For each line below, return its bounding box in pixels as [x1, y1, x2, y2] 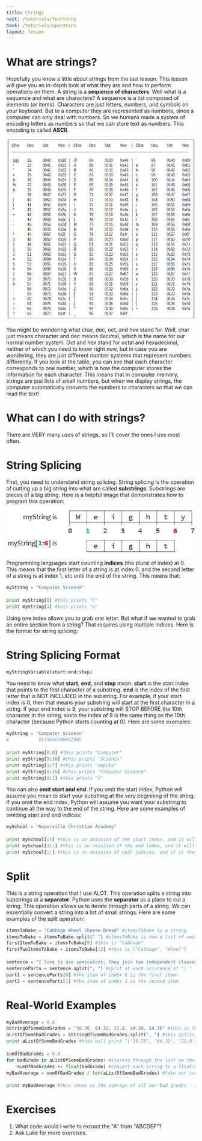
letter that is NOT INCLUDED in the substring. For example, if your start [6, 693, 182, 700]
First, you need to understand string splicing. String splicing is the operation [6, 478, 194, 486]
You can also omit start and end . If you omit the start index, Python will [6, 786, 183, 793]
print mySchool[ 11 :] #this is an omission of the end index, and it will [6, 843, 195, 849]
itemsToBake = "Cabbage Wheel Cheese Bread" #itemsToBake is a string [6, 927, 187, 933]
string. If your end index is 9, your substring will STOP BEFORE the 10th [6, 705, 182, 713]
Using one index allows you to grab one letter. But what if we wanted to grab [6, 614, 195, 622]
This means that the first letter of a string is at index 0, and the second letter [6, 566, 195, 573]
